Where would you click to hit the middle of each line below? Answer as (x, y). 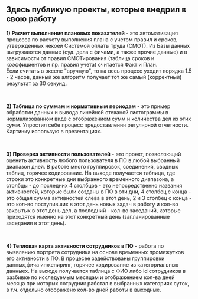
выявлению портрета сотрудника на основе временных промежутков (95, 252)
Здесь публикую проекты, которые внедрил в (96, 10)
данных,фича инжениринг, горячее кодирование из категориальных (92, 264)
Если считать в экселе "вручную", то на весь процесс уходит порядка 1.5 (99, 71)
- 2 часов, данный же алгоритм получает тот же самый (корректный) (94, 77)
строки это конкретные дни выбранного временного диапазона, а (90, 179)
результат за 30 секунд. (36, 83)
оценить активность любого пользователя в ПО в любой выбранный (93, 160)
